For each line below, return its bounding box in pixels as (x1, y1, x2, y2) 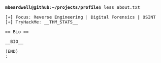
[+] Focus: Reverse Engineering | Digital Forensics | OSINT (5, 15, 156, 20)
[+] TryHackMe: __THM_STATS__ (5, 20, 78, 24)
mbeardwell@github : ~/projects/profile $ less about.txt (5, 5, 140, 10)
